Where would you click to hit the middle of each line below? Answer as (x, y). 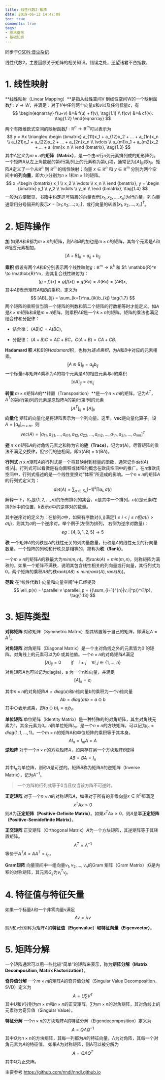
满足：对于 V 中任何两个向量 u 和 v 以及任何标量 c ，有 (88, 105)
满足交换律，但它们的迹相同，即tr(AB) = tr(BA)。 (63, 452)
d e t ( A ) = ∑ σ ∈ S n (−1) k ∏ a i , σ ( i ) (83, 490)
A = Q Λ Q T (83, 1053)
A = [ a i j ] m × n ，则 (22, 425)
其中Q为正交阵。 (22, 1061)
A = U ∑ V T (83, 995)
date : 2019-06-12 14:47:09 (33, 14)
